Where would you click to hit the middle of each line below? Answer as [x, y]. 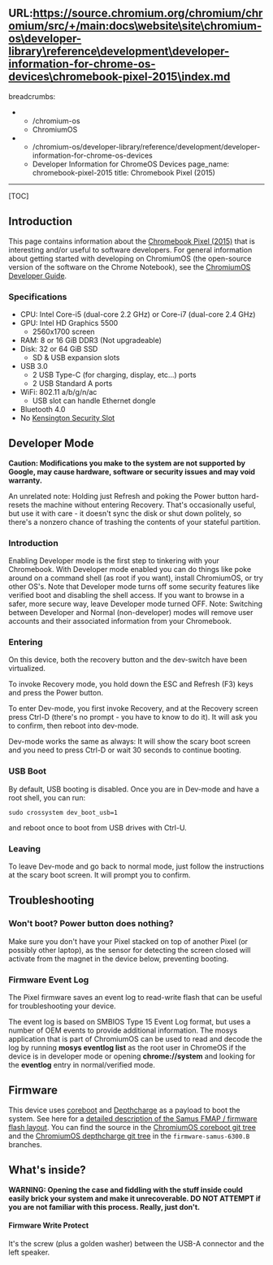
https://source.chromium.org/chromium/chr [148, 13]
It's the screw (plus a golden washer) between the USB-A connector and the [136, 1243]
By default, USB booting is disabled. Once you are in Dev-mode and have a [134, 789]
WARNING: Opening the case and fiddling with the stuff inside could [126, 1189]
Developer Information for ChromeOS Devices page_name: [131, 164]
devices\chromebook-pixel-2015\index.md [119, 77]
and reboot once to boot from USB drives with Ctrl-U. [97, 827]
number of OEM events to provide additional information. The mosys [123, 1030]
